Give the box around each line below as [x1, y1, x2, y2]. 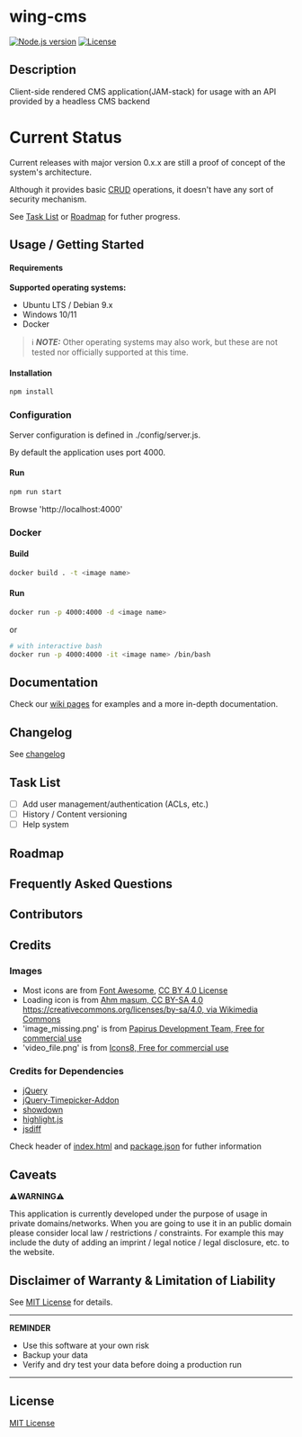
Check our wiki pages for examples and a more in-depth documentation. [9, 699, 279, 709]
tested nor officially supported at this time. [31, 347, 189, 357]
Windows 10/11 [22, 309, 77, 321]
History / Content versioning [22, 809, 128, 820]
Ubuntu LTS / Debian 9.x [22, 300, 113, 311]
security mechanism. [9, 194, 87, 204]
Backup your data [22, 1349, 88, 1360]
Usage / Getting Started [9, 237, 145, 253]
